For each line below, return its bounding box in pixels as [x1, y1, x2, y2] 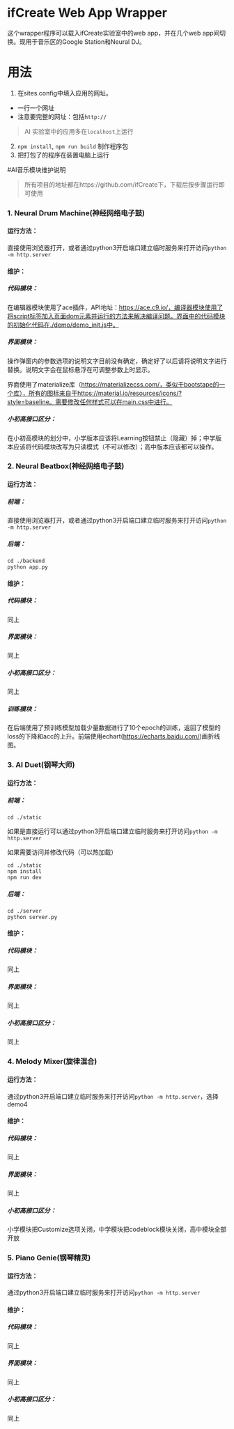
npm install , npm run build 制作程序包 [17, 141, 129, 150]
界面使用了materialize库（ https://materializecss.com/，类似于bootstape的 [7, 380, 219, 388]
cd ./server [7, 907, 42, 914]
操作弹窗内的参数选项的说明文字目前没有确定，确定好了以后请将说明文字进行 [7, 357, 227, 365]
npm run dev [7, 874, 42, 881]
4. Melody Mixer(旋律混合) [7, 1057, 97, 1067]
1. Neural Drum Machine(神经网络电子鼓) [7, 208, 145, 217]
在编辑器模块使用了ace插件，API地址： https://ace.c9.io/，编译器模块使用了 [7, 303, 224, 311]
